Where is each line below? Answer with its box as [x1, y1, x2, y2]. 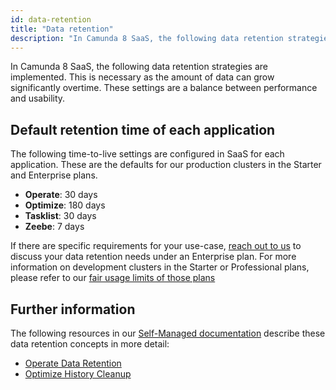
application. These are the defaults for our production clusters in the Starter [10, 159, 322, 171]
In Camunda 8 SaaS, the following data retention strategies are [10, 61, 268, 73]
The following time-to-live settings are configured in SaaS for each [10, 148, 285, 160]
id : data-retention [10, 14, 92, 25]
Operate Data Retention [24, 357, 122, 369]
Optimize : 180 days [24, 199, 106, 211]
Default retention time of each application [10, 121, 276, 138]
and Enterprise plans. [10, 169, 98, 181]
